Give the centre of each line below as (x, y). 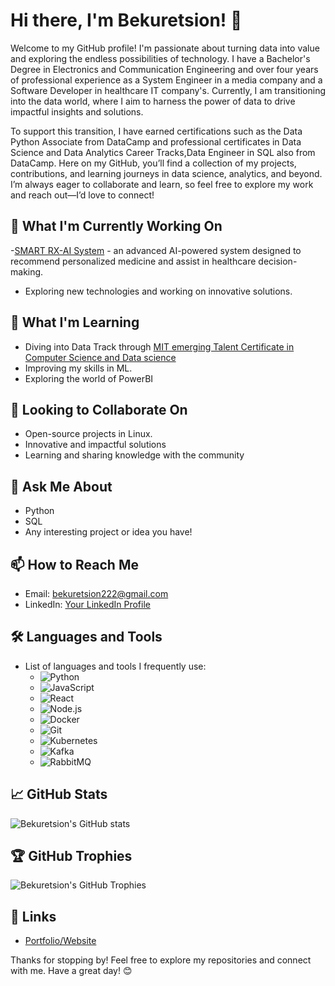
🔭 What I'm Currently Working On (116, 226)
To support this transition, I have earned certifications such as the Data (156, 131)
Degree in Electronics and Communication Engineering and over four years (164, 69)
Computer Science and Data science (100, 357)
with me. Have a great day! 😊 (71, 971)
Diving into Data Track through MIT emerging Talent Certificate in (159, 346)
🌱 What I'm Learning (75, 322)
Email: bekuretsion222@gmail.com (96, 593)
